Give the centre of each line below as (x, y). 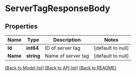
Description (67, 40)
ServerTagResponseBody (58, 8)
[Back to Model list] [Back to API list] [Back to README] (61, 68)
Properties (21, 26)
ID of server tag (63, 48)
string (33, 56)
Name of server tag (67, 56)
